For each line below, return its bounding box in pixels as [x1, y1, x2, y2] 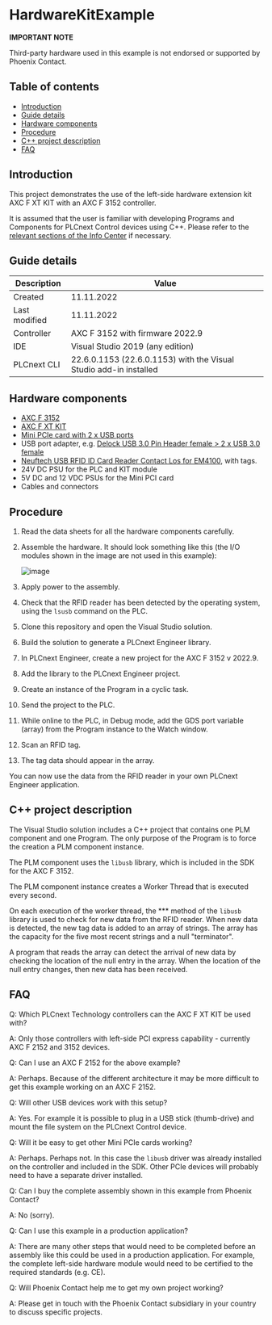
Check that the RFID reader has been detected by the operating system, [20, 598, 261, 607]
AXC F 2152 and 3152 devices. [9, 1042, 111, 1051]
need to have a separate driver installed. [9, 1170, 144, 1180]
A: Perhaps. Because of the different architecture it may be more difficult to [9, 1073, 259, 1083]
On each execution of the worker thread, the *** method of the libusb [9, 906, 241, 916]
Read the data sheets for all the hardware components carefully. [20, 526, 235, 536]
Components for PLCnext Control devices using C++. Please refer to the [9, 222, 249, 232]
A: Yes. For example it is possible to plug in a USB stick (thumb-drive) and [9, 1113, 255, 1123]
